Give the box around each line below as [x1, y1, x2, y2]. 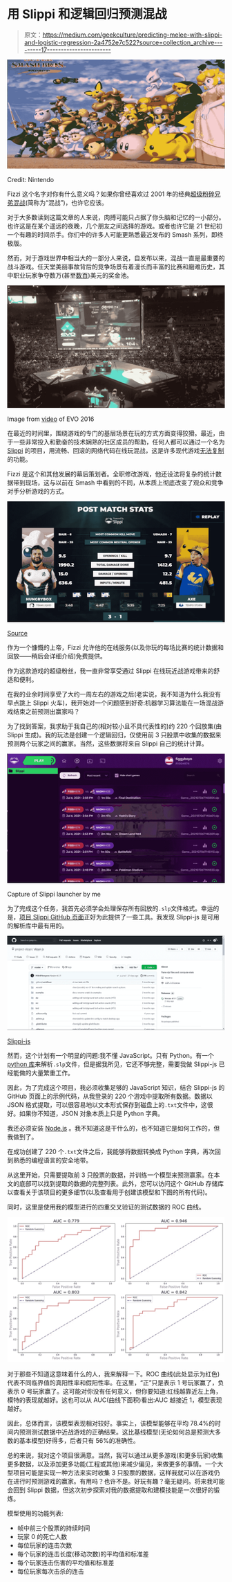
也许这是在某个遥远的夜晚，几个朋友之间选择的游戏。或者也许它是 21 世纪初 [7, 222, 223, 230]
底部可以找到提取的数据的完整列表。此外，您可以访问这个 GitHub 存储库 [19, 1179, 224, 1187]
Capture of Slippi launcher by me [7, 890, 101, 898]
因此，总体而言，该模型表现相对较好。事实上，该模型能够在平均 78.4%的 [7, 1419, 215, 1428]
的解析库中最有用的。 [7, 922, 68, 930]
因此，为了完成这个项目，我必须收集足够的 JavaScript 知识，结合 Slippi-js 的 [7, 1083, 225, 1091]
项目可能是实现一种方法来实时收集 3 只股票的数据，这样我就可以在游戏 [12, 1468, 214, 1477]
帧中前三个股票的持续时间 [17, 1524, 90, 1532]
